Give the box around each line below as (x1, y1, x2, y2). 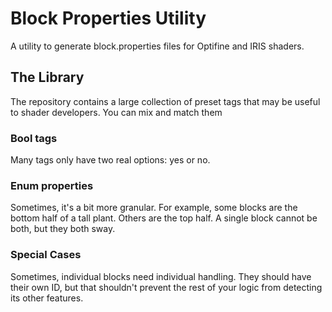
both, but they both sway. (10, 223, 116, 235)
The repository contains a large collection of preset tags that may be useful (10, 95, 321, 107)
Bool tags (10, 131, 58, 145)
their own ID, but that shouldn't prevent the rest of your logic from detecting (10, 281, 323, 293)
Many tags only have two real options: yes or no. (10, 154, 211, 166)
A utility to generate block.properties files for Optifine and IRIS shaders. (10, 40, 305, 52)
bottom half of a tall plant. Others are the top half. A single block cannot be (10, 212, 318, 224)
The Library (10, 69, 85, 86)
